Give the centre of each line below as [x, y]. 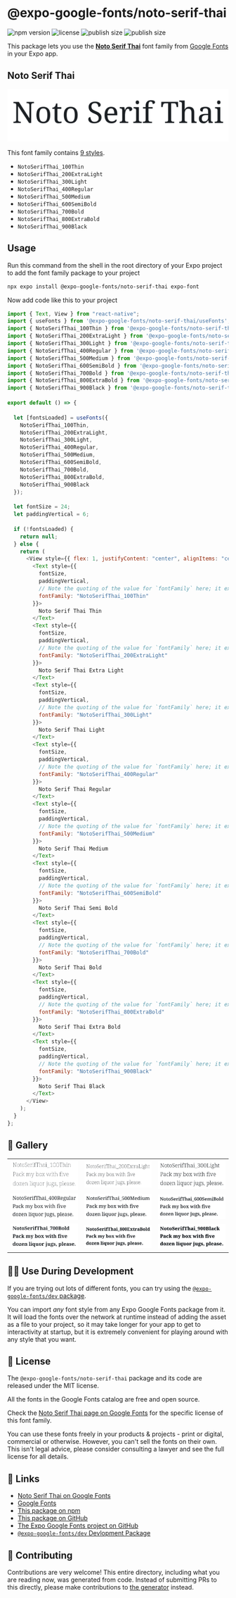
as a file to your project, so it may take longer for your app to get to [104, 1324]
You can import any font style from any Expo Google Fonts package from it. [117, 1309]
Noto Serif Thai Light [72, 730]
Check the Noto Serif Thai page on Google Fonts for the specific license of [115, 1413]
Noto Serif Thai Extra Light [81, 670]
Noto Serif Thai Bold [70, 967]
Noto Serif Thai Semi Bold [78, 908]
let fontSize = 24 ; [42, 507]
